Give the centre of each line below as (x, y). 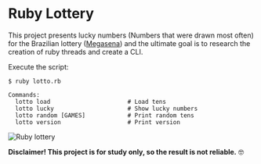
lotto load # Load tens (91, 102)
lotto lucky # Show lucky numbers (107, 109)
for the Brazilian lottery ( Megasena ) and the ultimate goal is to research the (129, 43)
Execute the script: (38, 66)
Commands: (24, 94)
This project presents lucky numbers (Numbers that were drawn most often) (131, 35)
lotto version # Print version (98, 122)
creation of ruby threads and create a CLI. (76, 52)
